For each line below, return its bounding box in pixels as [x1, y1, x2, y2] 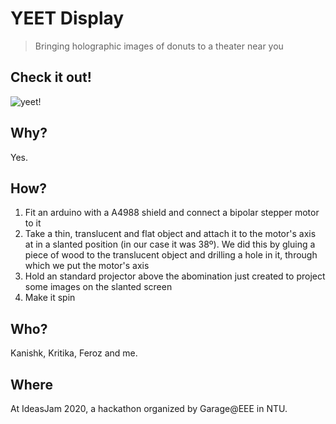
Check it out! [10, 69, 92, 86]
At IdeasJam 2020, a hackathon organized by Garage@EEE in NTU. [10, 403, 288, 414]
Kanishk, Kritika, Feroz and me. [10, 347, 138, 359]
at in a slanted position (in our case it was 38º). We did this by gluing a [24, 238, 316, 251]
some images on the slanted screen [24, 281, 173, 293]
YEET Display [10, 7, 125, 30]
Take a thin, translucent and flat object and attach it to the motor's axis [24, 228, 317, 240]
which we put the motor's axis [24, 260, 150, 272]
